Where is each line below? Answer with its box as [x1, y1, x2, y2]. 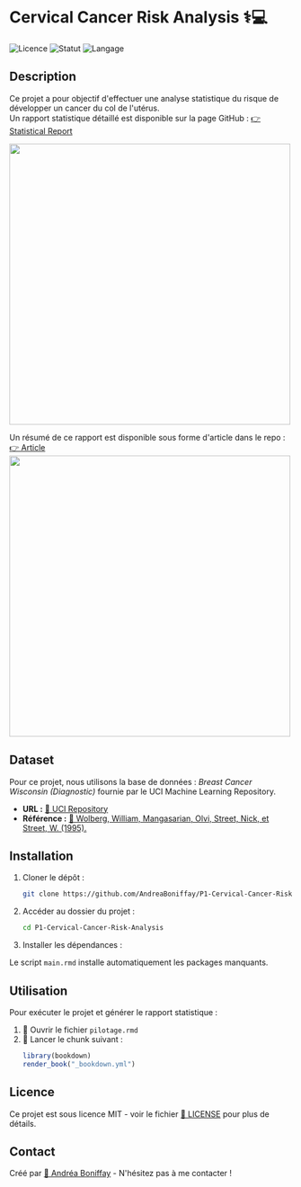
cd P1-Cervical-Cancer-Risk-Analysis [22, 924, 164, 933]
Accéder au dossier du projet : [22, 906, 136, 917]
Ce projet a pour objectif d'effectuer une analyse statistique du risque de [9, 93, 279, 103]
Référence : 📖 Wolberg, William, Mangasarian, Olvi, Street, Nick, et [22, 813, 270, 824]
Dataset [9, 753, 55, 768]
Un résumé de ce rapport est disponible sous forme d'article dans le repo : [9, 432, 286, 442]
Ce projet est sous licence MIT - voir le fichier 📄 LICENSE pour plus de [9, 1108, 270, 1120]
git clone [22, 889, 60, 899]
